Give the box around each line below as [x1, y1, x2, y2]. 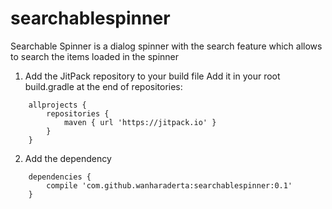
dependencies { [28, 172, 92, 182]
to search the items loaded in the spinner [10, 50, 180, 62]
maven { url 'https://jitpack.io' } [63, 117, 217, 127]
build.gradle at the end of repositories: [24, 80, 183, 92]
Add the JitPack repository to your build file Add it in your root [24, 70, 281, 82]
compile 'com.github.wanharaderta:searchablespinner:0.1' [46, 180, 293, 191]
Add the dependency [24, 152, 112, 164]
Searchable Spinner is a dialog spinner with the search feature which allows [10, 40, 323, 52]
